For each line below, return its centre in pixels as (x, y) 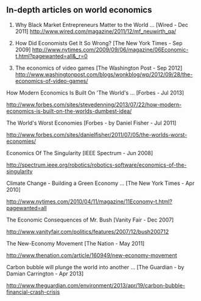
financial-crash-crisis (33, 292)
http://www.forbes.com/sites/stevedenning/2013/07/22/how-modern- (94, 104)
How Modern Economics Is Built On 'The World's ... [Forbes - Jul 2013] (95, 92)
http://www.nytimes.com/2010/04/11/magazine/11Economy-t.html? (89, 201)
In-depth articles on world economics (79, 10)
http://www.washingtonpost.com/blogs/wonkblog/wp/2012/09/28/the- (104, 74)
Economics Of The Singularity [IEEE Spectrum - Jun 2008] (80, 153)
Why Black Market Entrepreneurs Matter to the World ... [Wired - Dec (102, 24)
